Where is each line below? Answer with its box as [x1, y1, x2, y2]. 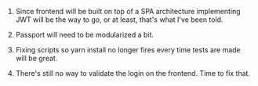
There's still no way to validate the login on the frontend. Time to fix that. [15, 69, 251, 77]
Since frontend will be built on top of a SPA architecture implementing [15, 7, 241, 16]
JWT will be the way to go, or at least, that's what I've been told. [15, 15, 223, 24]
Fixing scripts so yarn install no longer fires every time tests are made [15, 45, 241, 54]
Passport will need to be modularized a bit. [15, 30, 154, 39]
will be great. [15, 54, 58, 63]
